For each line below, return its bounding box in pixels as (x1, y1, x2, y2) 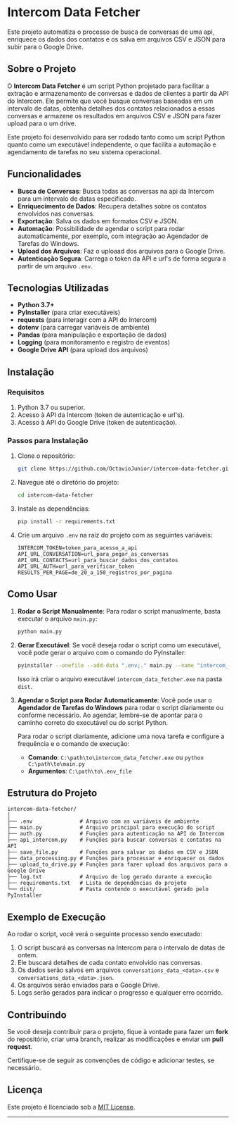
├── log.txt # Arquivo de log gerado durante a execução (7, 874, 212, 881)
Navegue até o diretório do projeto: (17, 478, 119, 487)
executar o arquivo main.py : (17, 614, 98, 623)
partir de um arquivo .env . (17, 261, 93, 270)
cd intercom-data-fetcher (17, 492, 93, 499)
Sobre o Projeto (7, 63, 77, 75)
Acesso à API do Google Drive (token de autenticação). (17, 418, 178, 427)
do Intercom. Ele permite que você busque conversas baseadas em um (7, 97, 214, 105)
